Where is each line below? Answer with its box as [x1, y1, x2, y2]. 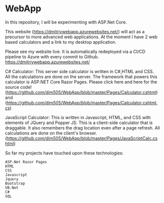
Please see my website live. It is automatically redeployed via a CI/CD [5, 49, 146, 54]
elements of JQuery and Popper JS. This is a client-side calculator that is [5, 120, 153, 126]
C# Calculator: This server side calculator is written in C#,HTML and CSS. [5, 68, 154, 74]
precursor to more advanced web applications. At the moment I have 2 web [5, 34, 158, 40]
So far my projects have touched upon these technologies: [5, 150, 124, 156]
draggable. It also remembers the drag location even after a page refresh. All [5, 125, 160, 130]
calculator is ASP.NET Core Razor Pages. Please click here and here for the [5, 79, 157, 85]
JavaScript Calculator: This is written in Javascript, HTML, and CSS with [5, 114, 151, 120]
